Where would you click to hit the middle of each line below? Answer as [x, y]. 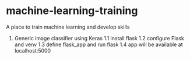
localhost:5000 [33, 50]
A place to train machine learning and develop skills [68, 27]
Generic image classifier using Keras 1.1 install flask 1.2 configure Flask [99, 38]
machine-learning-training [72, 11]
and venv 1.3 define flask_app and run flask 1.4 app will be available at [98, 44]
